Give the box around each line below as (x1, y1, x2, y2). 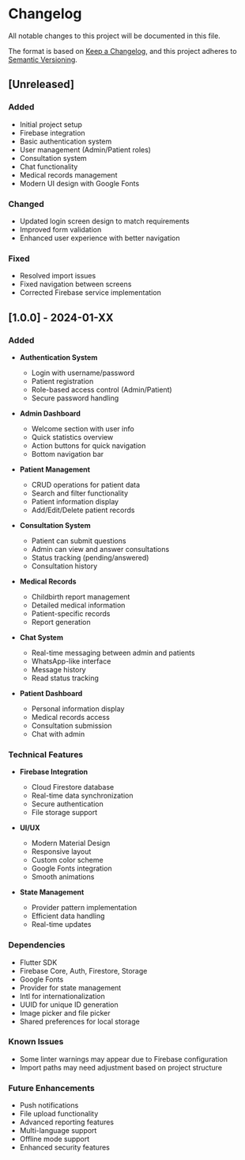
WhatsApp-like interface (31, 656, 111, 666)
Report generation (31, 617, 91, 626)
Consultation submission (31, 721, 112, 730)
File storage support (31, 808, 98, 817)
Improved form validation (19, 224, 102, 234)
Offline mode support (19, 1135, 90, 1144)
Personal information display (31, 703, 125, 714)
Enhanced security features (19, 1143, 111, 1152)
